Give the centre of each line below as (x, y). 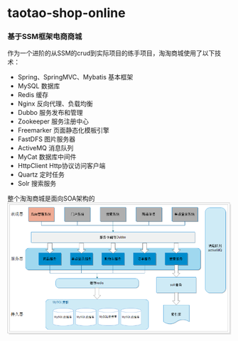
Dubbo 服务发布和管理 (50, 113)
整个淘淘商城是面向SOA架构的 (51, 199)
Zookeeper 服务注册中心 (53, 121)
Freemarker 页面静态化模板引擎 (64, 130)
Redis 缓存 (33, 95)
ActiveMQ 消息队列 (45, 148)
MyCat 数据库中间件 (47, 157)
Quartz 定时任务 (41, 174)
